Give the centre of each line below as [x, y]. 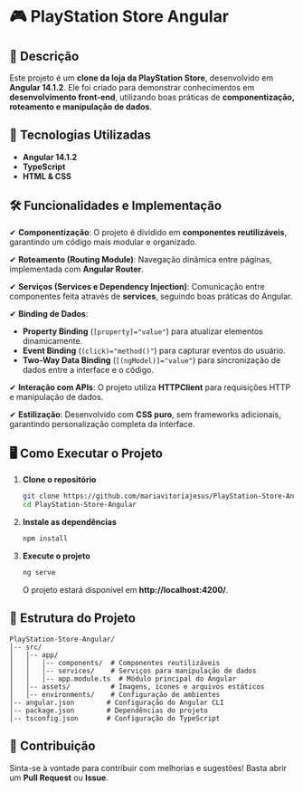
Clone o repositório [59, 480]
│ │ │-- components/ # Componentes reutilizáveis [115, 663]
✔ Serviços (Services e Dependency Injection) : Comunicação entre [137, 286]
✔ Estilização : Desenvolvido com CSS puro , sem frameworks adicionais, [146, 414]
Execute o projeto [56, 556]
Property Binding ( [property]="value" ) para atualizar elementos [143, 331]
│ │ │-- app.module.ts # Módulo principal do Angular [123, 679]
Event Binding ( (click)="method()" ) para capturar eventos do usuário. [154, 350]
